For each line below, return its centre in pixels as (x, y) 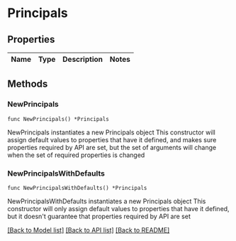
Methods (28, 84)
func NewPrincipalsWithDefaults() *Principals (77, 188)
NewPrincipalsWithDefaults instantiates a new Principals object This (107, 201)
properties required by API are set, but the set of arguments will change (112, 147)
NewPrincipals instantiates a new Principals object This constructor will (112, 132)
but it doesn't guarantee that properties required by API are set (99, 216)
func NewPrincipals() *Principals (58, 119)
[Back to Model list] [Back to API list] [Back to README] (89, 230)
